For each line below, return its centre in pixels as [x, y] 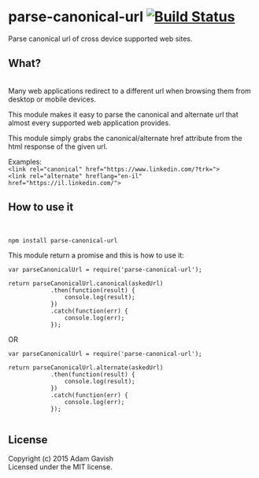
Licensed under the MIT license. [60, 467]
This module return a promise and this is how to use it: [96, 255]
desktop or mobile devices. [52, 99]
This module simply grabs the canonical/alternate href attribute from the [125, 138]
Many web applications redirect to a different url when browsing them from [130, 91]
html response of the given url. [58, 146]
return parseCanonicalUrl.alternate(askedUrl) [86, 367]
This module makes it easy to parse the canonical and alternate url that [123, 114]
